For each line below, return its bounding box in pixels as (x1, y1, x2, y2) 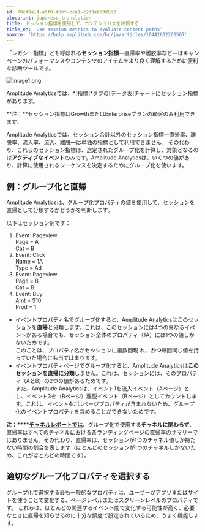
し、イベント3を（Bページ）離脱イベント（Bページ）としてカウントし (15, 392, 192, 400)
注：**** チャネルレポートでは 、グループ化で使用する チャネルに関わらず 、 (6, 420, 195, 428)
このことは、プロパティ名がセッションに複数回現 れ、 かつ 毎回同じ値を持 (15, 346, 199, 354)
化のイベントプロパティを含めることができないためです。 (15, 408, 160, 415)
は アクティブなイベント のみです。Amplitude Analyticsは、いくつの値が (6, 154, 185, 161)
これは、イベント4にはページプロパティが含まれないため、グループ (25, 400, 195, 408)
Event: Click (15, 251, 46, 258)
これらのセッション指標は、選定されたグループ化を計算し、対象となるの (17, 146, 199, 154)
